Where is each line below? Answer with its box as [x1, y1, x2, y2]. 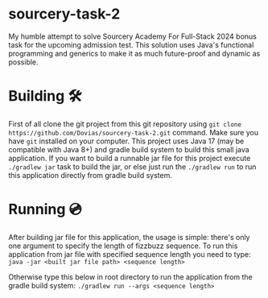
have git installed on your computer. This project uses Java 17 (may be [8, 136, 245, 146]
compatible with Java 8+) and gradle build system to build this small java [8, 144, 249, 154]
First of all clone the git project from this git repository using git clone [8, 118, 241, 129]
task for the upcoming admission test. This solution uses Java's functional [8, 39, 254, 49]
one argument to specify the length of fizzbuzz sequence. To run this [8, 241, 238, 250]
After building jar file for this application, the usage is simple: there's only [8, 232, 250, 242]
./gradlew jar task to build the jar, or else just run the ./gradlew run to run [8, 162, 257, 172]
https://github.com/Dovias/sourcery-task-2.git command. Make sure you [8, 127, 259, 137]
